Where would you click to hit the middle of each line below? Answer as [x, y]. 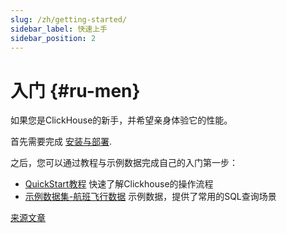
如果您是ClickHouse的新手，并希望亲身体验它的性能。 [121, 120]
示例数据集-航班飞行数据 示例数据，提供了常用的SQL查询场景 [150, 197]
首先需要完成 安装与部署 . [61, 142]
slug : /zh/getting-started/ [69, 19]
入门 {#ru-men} [75, 90]
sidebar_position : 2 [53, 38]
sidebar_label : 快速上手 [59, 29]
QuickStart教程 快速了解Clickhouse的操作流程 [119, 184]
